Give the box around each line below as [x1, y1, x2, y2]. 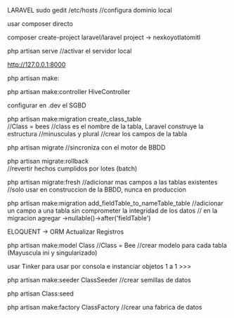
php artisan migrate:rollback [7, 157, 89, 165]
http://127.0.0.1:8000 [7, 60, 66, 69]
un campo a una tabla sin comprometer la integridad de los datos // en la [7, 206, 218, 215]
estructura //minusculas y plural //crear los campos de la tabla [7, 130, 188, 138]
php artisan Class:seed [7, 289, 74, 298]
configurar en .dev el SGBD [7, 101, 86, 110]
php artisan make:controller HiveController [7, 88, 131, 95]
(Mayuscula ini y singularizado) [7, 249, 98, 257]
